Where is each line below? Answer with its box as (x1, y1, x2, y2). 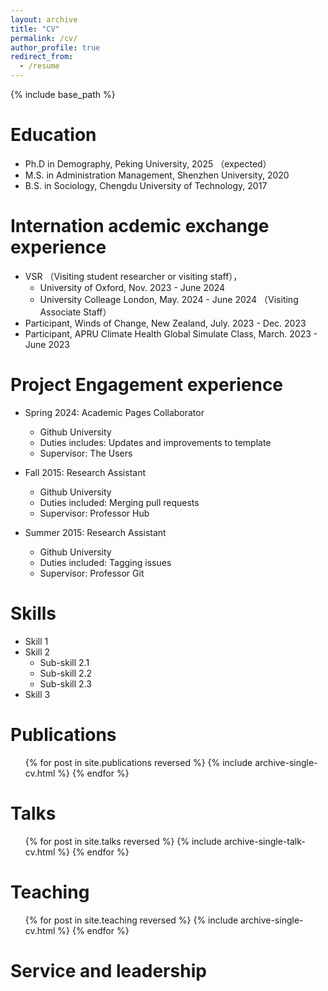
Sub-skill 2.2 (39, 667, 93, 679)
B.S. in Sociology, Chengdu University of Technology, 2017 (24, 179, 268, 191)
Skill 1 (24, 635, 49, 647)
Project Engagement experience (10, 374, 284, 396)
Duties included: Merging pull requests (39, 496, 200, 508)
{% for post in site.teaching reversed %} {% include (24, 914, 239, 926)
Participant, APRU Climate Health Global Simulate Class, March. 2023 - (24, 327, 318, 340)
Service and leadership (10, 959, 207, 982)
